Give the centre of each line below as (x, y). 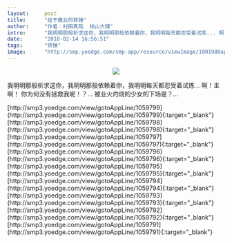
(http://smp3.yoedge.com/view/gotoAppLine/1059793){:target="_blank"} (110, 202)
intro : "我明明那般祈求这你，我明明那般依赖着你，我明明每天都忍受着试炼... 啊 (116, 33)
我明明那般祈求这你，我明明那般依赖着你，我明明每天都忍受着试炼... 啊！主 (114, 85)
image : (17, 52)
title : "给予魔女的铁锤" (47, 20)
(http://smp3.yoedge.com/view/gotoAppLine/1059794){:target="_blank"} (111, 188)
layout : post (32, 13)
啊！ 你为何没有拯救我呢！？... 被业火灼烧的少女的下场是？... (93, 94)
